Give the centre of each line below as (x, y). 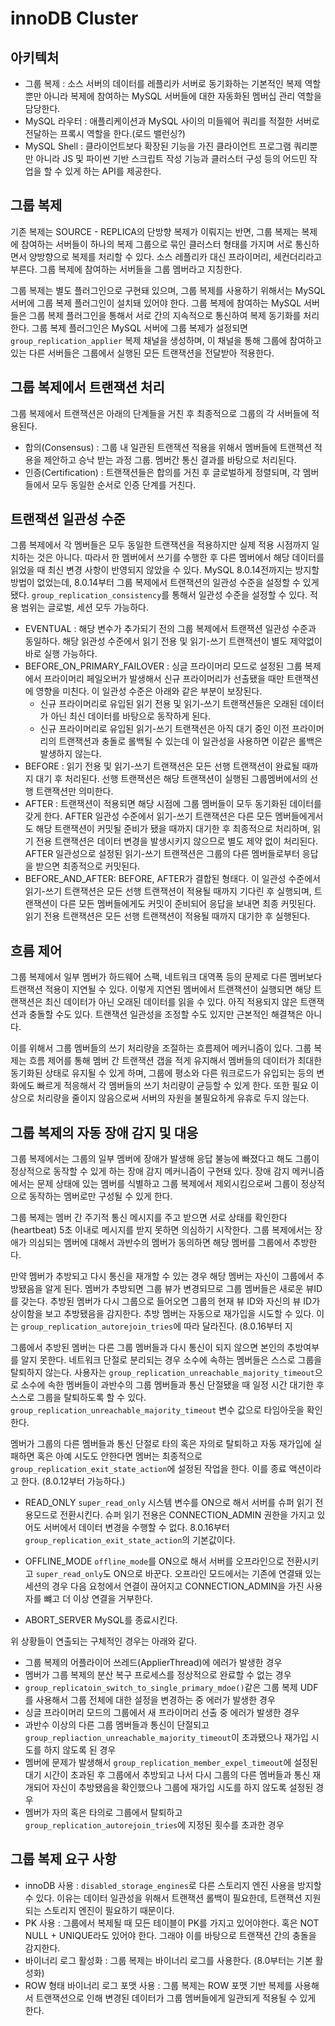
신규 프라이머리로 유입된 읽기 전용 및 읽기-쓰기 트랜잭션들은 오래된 (168, 704)
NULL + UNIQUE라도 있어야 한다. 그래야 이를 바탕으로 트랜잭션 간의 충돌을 (170, 1935)
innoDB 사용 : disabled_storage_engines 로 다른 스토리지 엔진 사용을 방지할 (173, 1885)
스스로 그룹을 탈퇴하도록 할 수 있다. (78, 1398)
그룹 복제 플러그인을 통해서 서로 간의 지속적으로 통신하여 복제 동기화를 (165, 315)
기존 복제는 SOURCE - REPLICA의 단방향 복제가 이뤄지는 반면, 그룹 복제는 (155, 231)
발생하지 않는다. (70, 754)
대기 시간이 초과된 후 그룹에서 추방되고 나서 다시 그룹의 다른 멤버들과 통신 (167, 1775)
